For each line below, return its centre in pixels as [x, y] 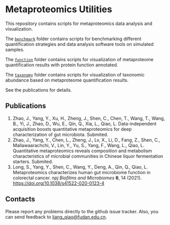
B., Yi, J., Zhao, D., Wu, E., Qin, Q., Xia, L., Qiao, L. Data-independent [84, 124]
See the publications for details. [39, 90]
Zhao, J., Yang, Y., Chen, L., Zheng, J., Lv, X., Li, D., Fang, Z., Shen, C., [87, 140]
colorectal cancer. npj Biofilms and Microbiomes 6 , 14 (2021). [77, 178]
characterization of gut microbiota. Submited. [60, 134]
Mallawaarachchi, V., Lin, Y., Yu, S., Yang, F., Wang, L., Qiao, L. [78, 145]
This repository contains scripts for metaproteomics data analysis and [79, 23]
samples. [15, 49]
